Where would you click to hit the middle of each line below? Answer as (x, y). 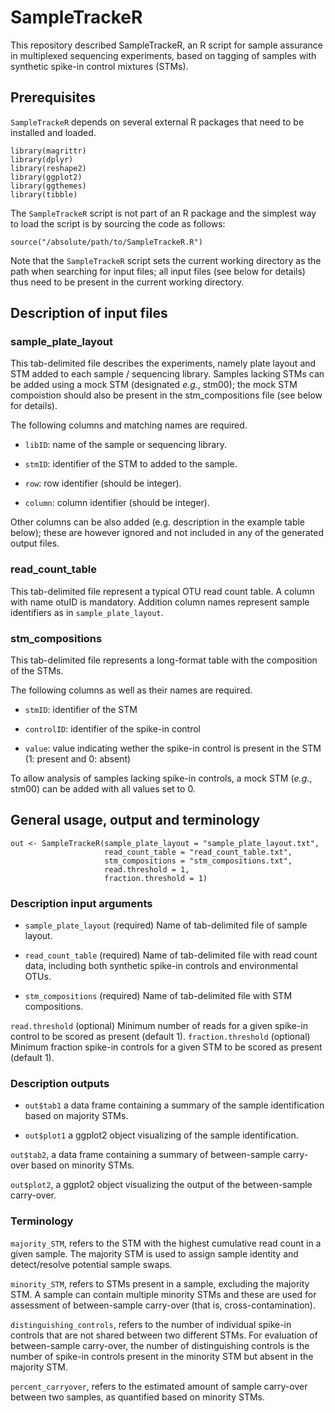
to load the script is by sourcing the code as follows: (118, 223)
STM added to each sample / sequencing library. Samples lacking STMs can (167, 374)
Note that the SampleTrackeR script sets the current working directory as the (166, 260)
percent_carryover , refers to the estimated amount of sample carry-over (159, 1386)
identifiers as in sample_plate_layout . (87, 612)
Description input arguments (81, 903)
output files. (35, 543)
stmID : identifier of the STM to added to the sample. (131, 464)
